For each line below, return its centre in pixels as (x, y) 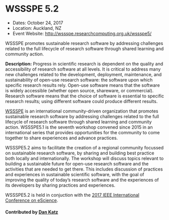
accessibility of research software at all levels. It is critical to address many (83, 69)
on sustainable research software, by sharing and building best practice (80, 153)
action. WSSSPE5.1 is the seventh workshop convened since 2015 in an (79, 127)
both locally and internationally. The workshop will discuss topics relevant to (84, 158)
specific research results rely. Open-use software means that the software (82, 85)
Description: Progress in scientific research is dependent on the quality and (84, 64)
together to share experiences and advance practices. (62, 138)
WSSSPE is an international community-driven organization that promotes (82, 111)
